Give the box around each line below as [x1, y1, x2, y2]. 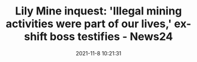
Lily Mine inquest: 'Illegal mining [15, 4, 182, 18]
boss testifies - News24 [49, 30, 173, 43]
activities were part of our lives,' [5, 17, 172, 31]
